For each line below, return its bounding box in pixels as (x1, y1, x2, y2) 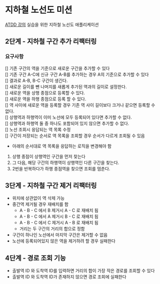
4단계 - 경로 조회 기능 (5, 254, 66, 262)
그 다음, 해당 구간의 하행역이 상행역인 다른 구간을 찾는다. (12, 160, 119, 166)
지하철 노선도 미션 (5, 4, 72, 16)
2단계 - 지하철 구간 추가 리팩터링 (5, 37, 97, 46)
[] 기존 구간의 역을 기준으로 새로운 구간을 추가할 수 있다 (5, 65, 110, 71)
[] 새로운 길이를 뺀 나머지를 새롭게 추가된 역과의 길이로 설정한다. (5, 84, 127, 90)
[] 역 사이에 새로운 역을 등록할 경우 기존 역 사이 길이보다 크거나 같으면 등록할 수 (5, 102, 156, 108)
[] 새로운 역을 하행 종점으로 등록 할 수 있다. (5, 96, 87, 102)
